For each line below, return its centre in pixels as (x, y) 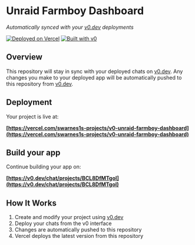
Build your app (33, 152)
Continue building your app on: (44, 167)
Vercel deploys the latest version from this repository (79, 236)
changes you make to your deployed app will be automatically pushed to (94, 77)
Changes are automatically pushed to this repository (78, 230)
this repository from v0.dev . (40, 84)
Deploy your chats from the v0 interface (63, 224)
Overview (24, 57)
